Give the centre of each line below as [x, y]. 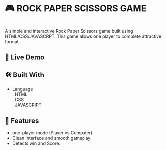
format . [13, 41]
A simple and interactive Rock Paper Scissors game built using [69, 31]
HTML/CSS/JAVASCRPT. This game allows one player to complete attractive [83, 36]
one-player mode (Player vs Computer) [52, 132]
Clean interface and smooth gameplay [51, 138]
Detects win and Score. [36, 143]
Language [23, 89]
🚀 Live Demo [25, 57]
